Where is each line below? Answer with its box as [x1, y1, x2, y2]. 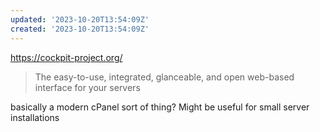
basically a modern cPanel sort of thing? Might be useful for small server [10, 101, 310, 113]
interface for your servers [34, 81, 141, 93]
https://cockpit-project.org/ [10, 51, 123, 63]
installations [10, 111, 60, 123]
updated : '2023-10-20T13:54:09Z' [10, 14, 150, 25]
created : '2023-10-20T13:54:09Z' [10, 24, 150, 34]
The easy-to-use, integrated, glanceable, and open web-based [34, 71, 295, 83]
